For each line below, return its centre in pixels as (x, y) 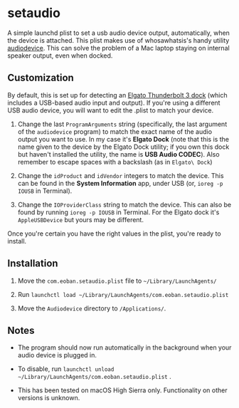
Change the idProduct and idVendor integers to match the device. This (121, 175)
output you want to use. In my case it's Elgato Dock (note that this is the (123, 139)
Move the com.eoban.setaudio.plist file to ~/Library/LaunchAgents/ (117, 281)
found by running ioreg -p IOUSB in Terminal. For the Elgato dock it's (118, 212)
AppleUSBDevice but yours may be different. (81, 219)
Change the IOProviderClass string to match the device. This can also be (124, 204)
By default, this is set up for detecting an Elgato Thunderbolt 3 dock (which (117, 95)
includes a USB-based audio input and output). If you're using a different (114, 103)
